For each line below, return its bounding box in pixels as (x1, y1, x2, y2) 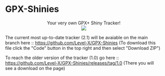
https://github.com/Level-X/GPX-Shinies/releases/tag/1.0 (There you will (5, 60, 154, 66)
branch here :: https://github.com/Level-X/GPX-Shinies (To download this (5, 40, 156, 46)
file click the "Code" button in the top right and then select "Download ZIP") (5, 45, 161, 51)
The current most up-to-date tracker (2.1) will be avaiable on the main (5, 34, 148, 40)
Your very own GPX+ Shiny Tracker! (47, 20, 121, 26)
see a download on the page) (5, 65, 66, 71)
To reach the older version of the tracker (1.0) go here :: (5, 55, 119, 61)
